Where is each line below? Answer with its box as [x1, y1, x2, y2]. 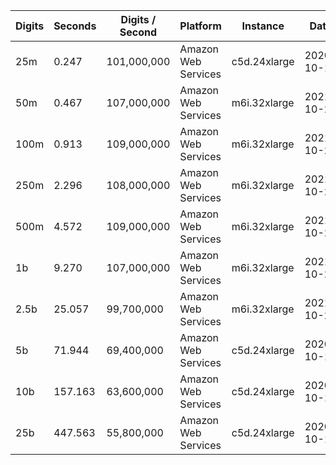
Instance [241, 19, 285, 33]
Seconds [53, 19, 97, 33]
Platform [179, 19, 222, 33]
